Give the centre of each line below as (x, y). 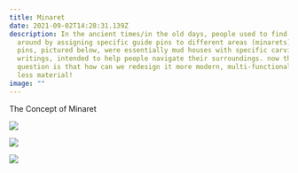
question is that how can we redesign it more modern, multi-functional (154, 67)
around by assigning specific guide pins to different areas (133, 42)
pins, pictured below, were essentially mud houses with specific (142, 51)
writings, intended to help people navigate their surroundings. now (148, 59)
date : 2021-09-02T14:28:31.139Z (69, 26)
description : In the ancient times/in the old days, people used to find (149, 34)
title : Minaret (37, 17)
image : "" (27, 83)
